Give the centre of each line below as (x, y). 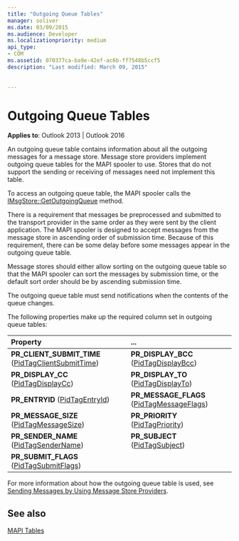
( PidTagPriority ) (157, 425)
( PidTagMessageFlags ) (169, 404)
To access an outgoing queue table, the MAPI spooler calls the (99, 193)
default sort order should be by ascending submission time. (95, 282)
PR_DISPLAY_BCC (162, 354)
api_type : (22, 47)
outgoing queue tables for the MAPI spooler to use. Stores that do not (109, 164)
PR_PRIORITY (154, 416)
